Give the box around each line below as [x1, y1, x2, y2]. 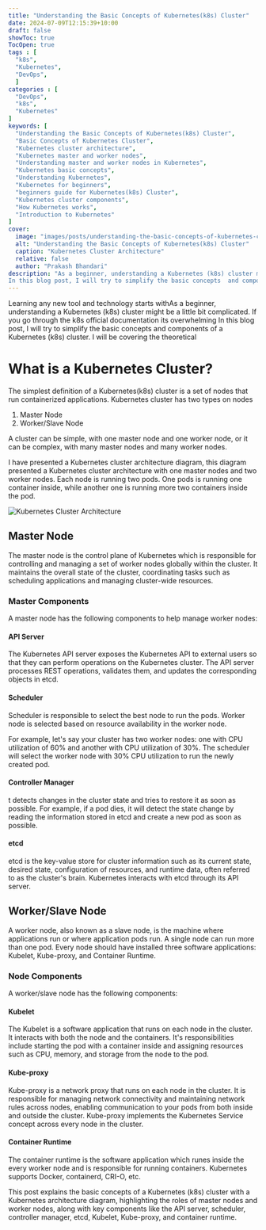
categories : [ [8, 85, 59, 94]
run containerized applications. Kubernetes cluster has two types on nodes [8, 395, 253, 404]
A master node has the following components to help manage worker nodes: [8, 613, 258, 623]
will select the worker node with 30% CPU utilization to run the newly [8, 751, 234, 761]
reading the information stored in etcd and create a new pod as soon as [8, 812, 241, 821]
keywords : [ [8, 122, 47, 130]
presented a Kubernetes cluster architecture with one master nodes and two [8, 466, 257, 476]
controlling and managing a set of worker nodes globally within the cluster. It [8, 559, 258, 568]
